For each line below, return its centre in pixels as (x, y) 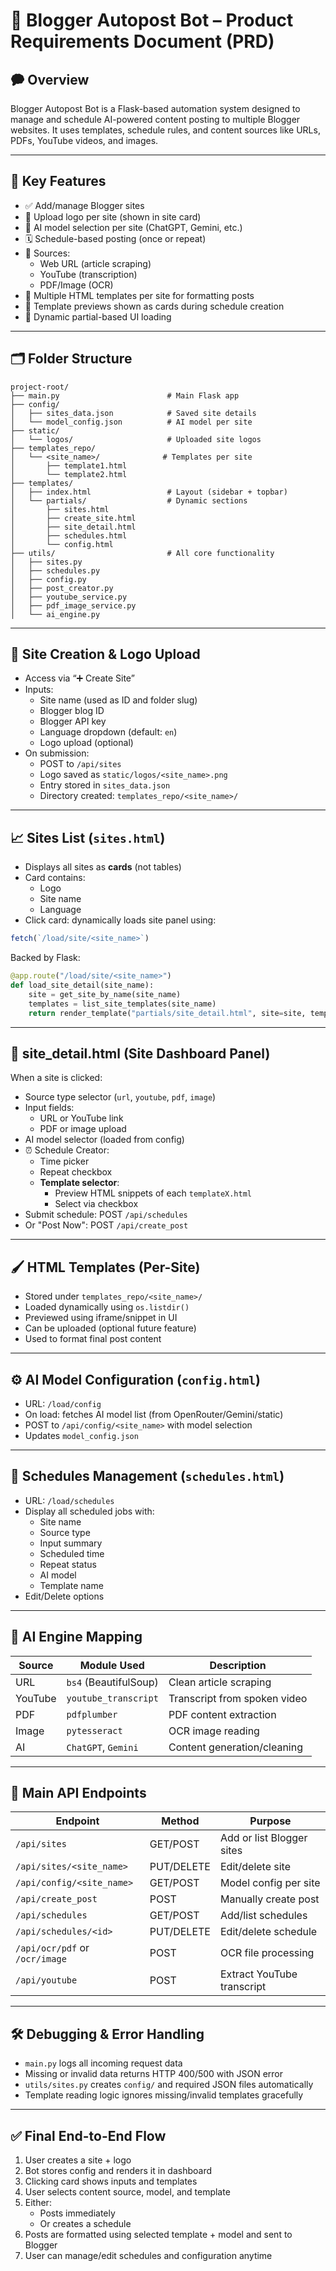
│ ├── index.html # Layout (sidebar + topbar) (149, 492)
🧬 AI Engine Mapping (76, 1637)
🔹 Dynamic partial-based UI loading (98, 316)
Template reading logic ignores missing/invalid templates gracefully (164, 2095)
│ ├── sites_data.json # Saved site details (133, 413)
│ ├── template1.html (69, 465)
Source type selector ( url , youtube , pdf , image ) (120, 1097)
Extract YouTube (258, 1974)
